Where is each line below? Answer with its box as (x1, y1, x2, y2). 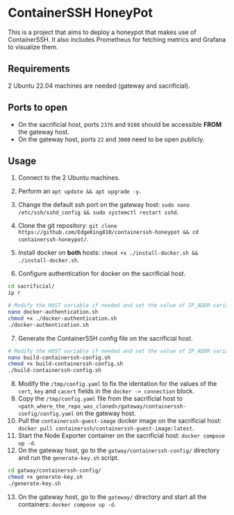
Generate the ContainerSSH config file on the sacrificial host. (17, 334, 193, 342)
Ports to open (8, 102, 68, 114)
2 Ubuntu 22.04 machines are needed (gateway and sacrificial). (8, 82, 190, 90)
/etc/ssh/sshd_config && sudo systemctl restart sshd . (17, 208, 179, 217)
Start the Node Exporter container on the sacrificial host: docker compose (17, 431, 226, 440)
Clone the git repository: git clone (17, 222, 117, 230)
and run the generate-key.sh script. (17, 454, 119, 462)
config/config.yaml (17, 410, 75, 417)
